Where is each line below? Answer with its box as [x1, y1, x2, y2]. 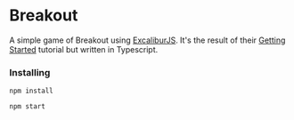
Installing [9, 66, 51, 78]
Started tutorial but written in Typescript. [9, 44, 159, 54]
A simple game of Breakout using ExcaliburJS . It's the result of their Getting [9, 35, 286, 45]
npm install [9, 86, 53, 96]
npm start [9, 102, 46, 111]
